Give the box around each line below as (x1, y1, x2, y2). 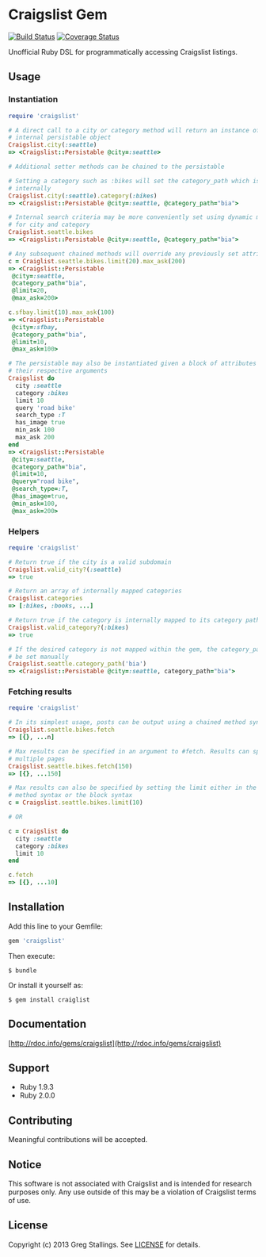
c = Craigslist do (8, 827, 69, 835)
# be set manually (8, 653, 69, 661)
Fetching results (8, 686, 73, 697)
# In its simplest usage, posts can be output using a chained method (8, 719, 246, 726)
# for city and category (8, 220, 90, 229)
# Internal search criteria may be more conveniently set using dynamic (8, 213, 253, 221)
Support (8, 1061, 50, 1075)
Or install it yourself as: (8, 980, 83, 990)
